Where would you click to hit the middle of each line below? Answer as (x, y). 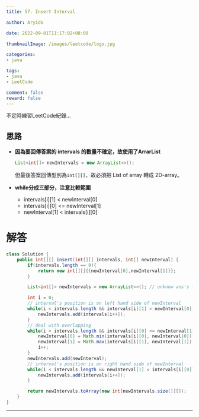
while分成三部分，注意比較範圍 (53, 188)
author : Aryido (25, 22)
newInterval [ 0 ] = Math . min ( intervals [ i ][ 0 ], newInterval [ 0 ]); (116, 336)
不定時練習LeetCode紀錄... (38, 116)
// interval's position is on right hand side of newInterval (106, 364)
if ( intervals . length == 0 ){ (62, 265)
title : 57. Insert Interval (41, 12)
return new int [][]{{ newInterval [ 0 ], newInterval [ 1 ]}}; (107, 271)
